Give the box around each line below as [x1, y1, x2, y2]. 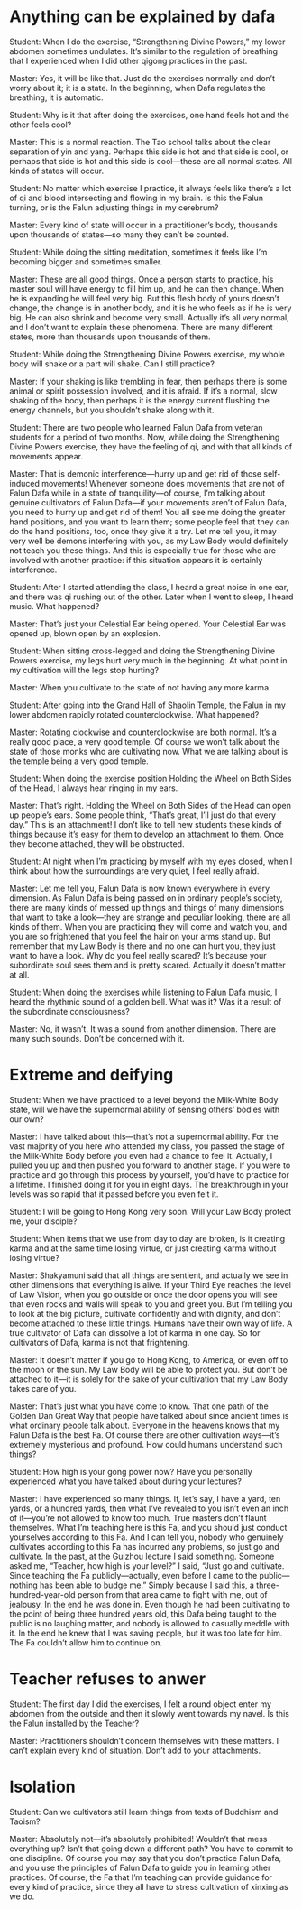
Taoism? [9, 1816, 41, 1827]
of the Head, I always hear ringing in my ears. [9, 783, 178, 793]
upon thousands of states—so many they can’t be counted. [9, 228, 230, 240]
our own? [9, 1113, 44, 1125]
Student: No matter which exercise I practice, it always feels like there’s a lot [9, 182, 292, 193]
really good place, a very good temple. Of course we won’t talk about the [9, 736, 281, 746]
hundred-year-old [9, 1589, 76, 1599]
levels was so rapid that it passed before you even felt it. [9, 1189, 219, 1200]
